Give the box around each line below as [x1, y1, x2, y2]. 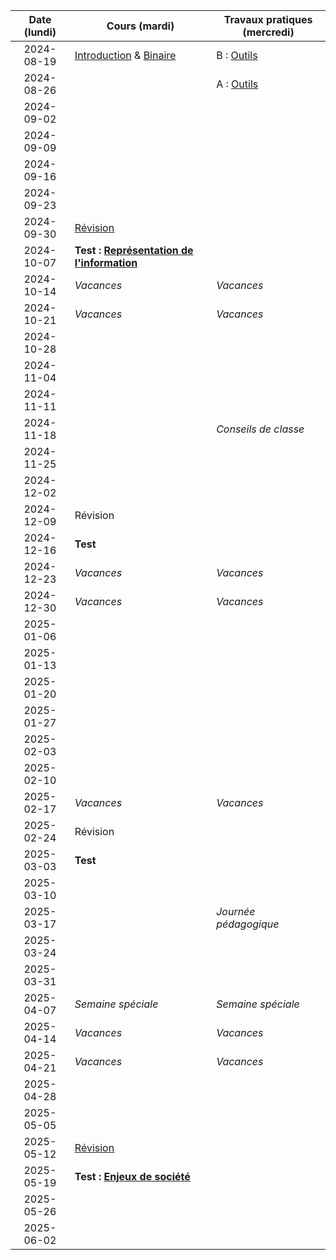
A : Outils [216, 77, 259, 91]
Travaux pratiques [223, 13, 313, 26]
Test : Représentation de [74, 244, 194, 257]
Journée [216, 905, 256, 918]
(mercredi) [242, 25, 295, 39]
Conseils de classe [216, 422, 305, 436]
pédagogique [216, 917, 280, 931]
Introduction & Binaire [74, 49, 177, 62]
